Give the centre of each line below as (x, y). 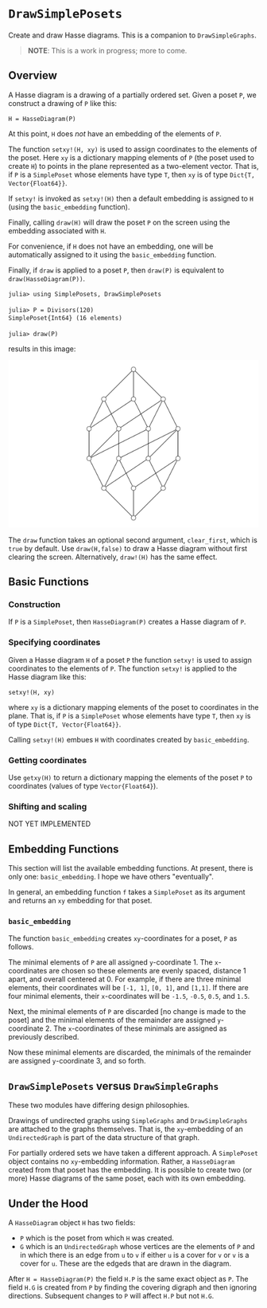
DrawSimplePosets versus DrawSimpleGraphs (114, 1086)
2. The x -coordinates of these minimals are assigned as (136, 1028)
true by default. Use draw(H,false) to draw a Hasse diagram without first (128, 548)
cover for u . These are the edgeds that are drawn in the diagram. (126, 1263)
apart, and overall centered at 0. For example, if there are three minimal (125, 979)
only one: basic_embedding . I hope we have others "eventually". (111, 877)
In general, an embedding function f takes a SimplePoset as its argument (127, 892)
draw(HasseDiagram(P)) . (47, 278)
